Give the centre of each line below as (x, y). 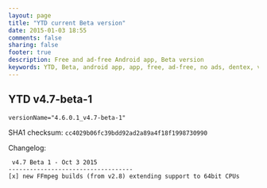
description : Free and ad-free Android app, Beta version (106, 60)
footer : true (30, 52)
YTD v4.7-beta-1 (50, 100)
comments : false (35, 38)
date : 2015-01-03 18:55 (48, 30)
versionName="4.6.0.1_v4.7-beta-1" (67, 117)
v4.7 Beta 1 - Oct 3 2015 (54, 162)
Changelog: (27, 148)
